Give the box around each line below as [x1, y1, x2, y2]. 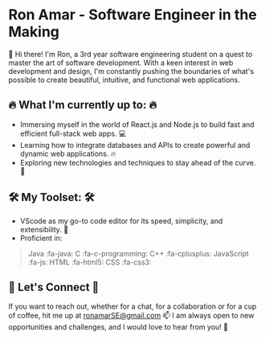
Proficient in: [19, 233, 63, 243]
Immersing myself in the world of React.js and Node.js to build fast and [19, 119, 255, 129]
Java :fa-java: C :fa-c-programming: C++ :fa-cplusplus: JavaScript [27, 248, 249, 258]
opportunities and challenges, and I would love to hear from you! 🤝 [8, 322, 229, 332]
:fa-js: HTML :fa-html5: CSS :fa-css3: [27, 257, 152, 267]
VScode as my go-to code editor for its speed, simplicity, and [19, 215, 223, 226]
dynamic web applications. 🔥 [19, 149, 116, 158]
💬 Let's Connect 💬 [8, 280, 100, 294]
